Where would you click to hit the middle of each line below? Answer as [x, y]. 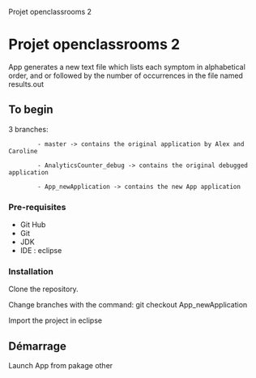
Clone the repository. [43, 289]
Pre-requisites [37, 207]
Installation [31, 271]
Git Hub [33, 225]
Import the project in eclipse [55, 320]
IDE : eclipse [41, 251]
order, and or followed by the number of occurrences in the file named [126, 75]
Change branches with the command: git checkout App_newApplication [128, 305]
